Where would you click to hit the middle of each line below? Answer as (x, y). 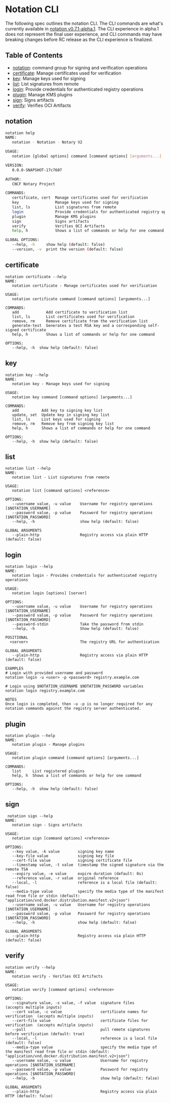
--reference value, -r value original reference (65, 878)
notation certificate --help (36, 277)
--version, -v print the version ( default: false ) (68, 249)
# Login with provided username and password (54, 673)
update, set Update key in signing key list (61, 415)
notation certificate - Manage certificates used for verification (84, 286)
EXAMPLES (14, 669)
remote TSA (17, 869)
